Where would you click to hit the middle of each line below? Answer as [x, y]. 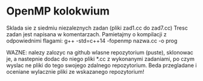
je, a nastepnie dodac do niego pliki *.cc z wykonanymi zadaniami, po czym [101, 59]
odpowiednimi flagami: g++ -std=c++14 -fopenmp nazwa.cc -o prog [92, 40]
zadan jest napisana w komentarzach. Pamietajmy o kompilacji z [86, 34]
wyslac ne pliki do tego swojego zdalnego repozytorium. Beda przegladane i [101, 65]
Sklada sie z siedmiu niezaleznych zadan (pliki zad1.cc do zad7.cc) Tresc [97, 28]
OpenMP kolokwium [58, 11]
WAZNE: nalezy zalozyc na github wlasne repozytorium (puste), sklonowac [100, 52]
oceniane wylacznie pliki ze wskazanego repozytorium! [75, 71]
